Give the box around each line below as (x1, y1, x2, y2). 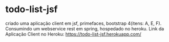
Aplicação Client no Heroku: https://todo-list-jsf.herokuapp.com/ (5, 31, 142, 37)
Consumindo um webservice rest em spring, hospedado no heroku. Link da (5, 25, 164, 31)
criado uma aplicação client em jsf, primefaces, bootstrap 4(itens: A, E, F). (5, 20, 162, 26)
